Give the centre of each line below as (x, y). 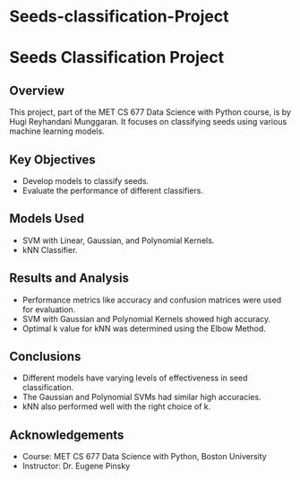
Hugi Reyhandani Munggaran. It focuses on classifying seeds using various (148, 122)
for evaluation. (49, 309)
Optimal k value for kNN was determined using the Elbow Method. (144, 328)
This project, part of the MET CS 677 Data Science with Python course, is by (150, 112)
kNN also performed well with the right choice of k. (116, 406)
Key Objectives (52, 159)
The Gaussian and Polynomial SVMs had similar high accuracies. (141, 397)
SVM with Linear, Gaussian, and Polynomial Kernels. (118, 240)
